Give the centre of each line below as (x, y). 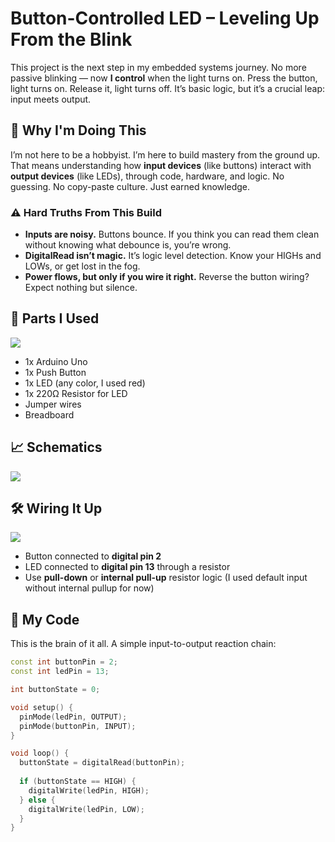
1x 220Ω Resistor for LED (76, 393)
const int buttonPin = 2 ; (64, 662)
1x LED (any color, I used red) (85, 383)
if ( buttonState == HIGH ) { (78, 782)
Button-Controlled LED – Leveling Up (165, 18)
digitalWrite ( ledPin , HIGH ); (89, 790)
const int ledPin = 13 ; (60, 672)
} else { (37, 800)
